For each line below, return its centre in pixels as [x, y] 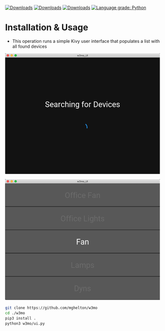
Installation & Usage [47, 28]
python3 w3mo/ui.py [25, 323]
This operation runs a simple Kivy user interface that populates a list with [86, 41]
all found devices [29, 46]
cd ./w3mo [15, 313]
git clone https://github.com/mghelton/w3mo [51, 308]
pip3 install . [21, 318]
